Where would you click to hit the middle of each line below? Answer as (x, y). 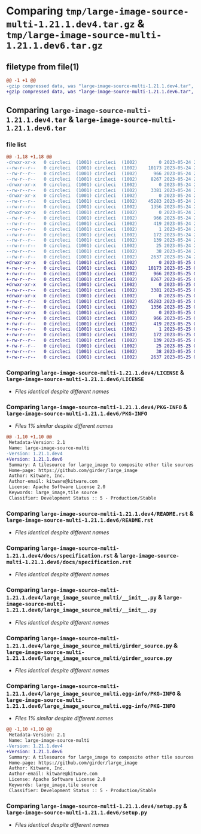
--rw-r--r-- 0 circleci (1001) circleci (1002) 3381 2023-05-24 (99, 190)
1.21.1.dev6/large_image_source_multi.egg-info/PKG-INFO (91, 706)
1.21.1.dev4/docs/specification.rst (60, 556)
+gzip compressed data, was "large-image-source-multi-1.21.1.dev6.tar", (100, 92)
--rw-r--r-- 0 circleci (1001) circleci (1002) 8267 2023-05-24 (99, 179)
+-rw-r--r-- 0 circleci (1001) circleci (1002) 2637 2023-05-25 (99, 357)
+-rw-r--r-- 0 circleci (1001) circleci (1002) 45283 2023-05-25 (99, 302)
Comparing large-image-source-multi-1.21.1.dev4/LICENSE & (95, 372)
